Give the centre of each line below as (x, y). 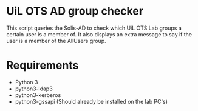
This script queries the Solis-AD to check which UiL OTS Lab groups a (94, 28)
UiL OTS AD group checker (75, 11)
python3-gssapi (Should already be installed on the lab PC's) (91, 101)
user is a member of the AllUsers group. (56, 41)
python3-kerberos (38, 95)
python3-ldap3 (34, 89)
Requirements (43, 66)
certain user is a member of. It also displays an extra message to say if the (99, 34)
